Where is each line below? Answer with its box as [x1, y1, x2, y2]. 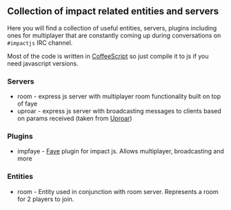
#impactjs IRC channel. [7, 38, 73, 47]
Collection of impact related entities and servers [7, 6, 219, 17]
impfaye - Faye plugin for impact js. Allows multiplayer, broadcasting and [17, 147, 224, 155]
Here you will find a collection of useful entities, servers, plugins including [7, 23, 217, 32]
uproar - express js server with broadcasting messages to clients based [17, 107, 222, 115]
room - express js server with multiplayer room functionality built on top [17, 93, 221, 101]
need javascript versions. [7, 59, 79, 68]
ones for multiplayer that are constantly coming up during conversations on [7, 31, 221, 39]
